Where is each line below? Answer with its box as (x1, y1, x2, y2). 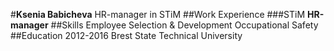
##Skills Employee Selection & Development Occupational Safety (50, 19, 319, 31)
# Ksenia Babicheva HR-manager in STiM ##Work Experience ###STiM (10, 9, 306, 20)
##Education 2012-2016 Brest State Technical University (10, 30, 243, 41)
